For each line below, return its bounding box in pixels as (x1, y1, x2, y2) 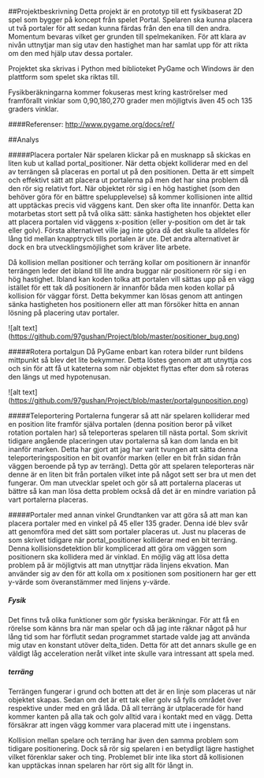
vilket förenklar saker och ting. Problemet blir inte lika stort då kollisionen (8, 752, 244, 761)
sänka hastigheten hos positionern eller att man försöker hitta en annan (8, 300, 240, 309)
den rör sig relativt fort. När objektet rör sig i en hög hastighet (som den (8, 184, 240, 193)
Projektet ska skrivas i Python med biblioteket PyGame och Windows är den (8, 64, 255, 73)
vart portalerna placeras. (8, 495, 89, 504)
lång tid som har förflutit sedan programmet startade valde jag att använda (8, 631, 251, 641)
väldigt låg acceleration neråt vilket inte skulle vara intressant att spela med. (8, 649, 255, 658)
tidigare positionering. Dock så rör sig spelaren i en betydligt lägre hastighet (8, 743, 255, 753)
